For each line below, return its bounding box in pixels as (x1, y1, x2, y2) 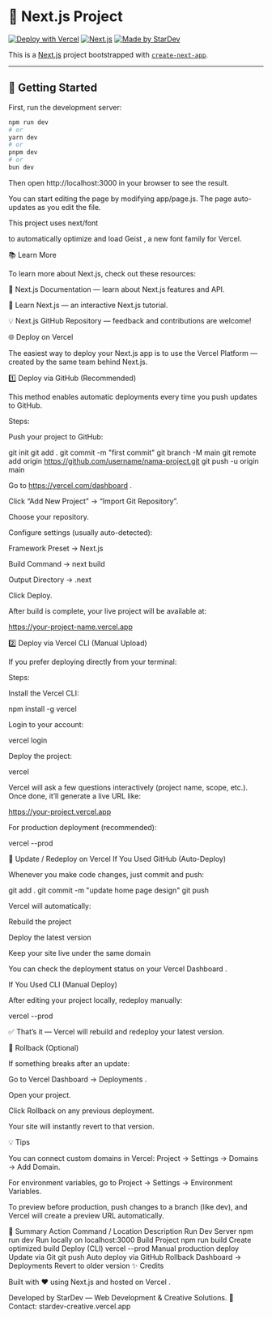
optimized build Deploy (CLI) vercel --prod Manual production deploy (8, 1244, 240, 1253)
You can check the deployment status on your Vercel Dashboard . (8, 964, 228, 974)
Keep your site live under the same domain (8, 948, 151, 957)
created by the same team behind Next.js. (8, 357, 148, 366)
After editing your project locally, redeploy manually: (8, 995, 183, 1004)
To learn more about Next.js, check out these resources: (8, 268, 197, 278)
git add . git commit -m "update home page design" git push (8, 885, 209, 895)
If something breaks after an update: (8, 1058, 130, 1068)
